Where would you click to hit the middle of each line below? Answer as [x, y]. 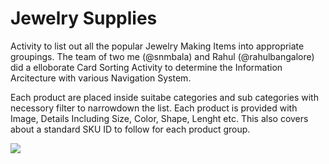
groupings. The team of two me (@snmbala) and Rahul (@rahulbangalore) [162, 56]
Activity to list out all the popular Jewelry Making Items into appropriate [157, 46]
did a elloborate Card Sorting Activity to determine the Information [146, 67]
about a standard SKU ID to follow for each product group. [130, 129]
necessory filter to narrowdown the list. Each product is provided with [154, 108]
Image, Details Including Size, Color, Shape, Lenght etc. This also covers [159, 118]
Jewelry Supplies [84, 18]
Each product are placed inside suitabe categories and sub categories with [164, 97]
